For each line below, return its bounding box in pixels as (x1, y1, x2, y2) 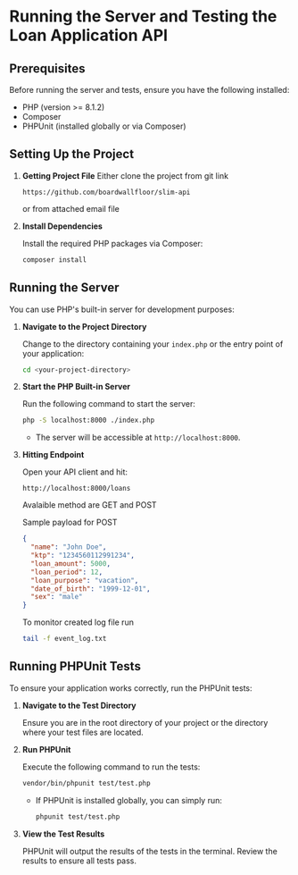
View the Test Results (21, 829, 105, 839)
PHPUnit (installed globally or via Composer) (21, 121, 186, 131)
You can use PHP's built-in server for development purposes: (9, 304, 235, 315)
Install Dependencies (21, 221, 103, 231)
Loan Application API (9, 25, 168, 46)
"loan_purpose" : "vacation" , (30, 576, 139, 585)
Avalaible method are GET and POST (21, 500, 158, 510)
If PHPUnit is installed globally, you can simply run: (35, 795, 223, 805)
